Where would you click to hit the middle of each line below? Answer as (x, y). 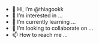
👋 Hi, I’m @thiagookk (38, 9)
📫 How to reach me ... (40, 35)
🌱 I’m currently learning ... (44, 22)
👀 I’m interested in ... (37, 15)
